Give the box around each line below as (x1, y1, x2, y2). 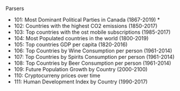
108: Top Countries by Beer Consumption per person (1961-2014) (13, 60, 171, 66)
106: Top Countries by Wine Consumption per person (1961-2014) (13, 47, 172, 54)
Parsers (5, 5, 25, 12)
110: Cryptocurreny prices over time (13, 72, 101, 79)
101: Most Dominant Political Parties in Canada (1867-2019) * (13, 16, 161, 23)
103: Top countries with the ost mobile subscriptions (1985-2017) (13, 29, 171, 36)
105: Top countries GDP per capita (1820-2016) (13, 41, 128, 48)
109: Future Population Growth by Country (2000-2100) (13, 66, 148, 72)
